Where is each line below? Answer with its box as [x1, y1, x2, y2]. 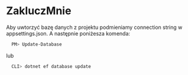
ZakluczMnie [6, 4, 72, 18]
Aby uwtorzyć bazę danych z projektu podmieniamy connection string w [6, 24, 183, 31]
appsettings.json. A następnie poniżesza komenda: [6, 30, 131, 37]
